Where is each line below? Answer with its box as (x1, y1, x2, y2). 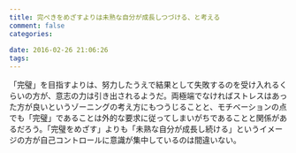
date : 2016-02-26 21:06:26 (9, 46, 109, 55)
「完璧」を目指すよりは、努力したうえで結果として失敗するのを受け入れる (9, 80, 280, 89)
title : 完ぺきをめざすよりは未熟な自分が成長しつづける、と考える (9, 12, 221, 22)
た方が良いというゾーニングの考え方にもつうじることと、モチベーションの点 (9, 102, 287, 111)
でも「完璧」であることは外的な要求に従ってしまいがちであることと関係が (9, 112, 280, 123)
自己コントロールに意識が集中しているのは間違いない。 (39, 134, 241, 145)
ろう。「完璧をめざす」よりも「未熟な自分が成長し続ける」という (24, 124, 261, 134)
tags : (9, 54, 29, 63)
